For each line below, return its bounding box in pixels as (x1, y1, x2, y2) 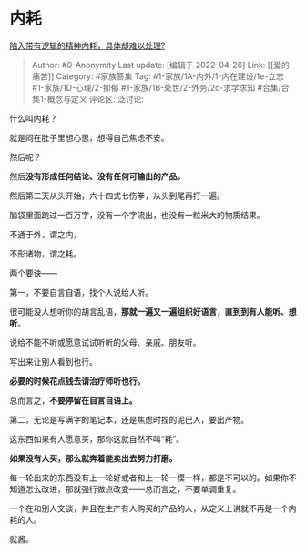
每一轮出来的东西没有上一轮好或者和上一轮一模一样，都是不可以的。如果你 (9, 472, 289, 483)
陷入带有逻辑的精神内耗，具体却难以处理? (9, 40, 166, 51)
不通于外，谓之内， (9, 228, 82, 239)
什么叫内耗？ (9, 113, 57, 124)
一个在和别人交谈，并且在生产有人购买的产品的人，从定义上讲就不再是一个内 (9, 502, 297, 514)
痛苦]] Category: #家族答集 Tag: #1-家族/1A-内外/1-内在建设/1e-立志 (31, 70, 285, 82)
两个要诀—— (9, 267, 57, 278)
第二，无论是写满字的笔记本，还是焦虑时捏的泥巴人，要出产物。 (9, 414, 249, 425)
